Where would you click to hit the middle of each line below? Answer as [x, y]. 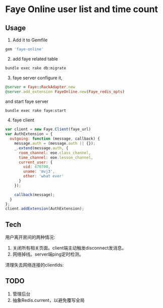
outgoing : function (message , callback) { [55, 139]
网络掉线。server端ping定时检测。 [48, 254]
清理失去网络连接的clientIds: [34, 265]
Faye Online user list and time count [82, 9]
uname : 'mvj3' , [39, 172]
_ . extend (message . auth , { [42, 148]
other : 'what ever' [44, 176]
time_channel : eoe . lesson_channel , [56, 157]
